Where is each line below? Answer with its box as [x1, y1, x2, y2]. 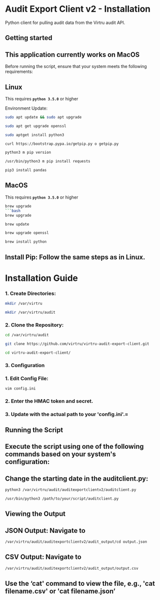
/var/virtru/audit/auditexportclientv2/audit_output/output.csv [5, 566, 139, 571]
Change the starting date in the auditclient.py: [5, 474, 148, 483]
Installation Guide [5, 273, 78, 283]
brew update [5, 222, 29, 227]
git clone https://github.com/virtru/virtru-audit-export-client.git [5, 341, 150, 346]
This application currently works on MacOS [5, 50, 140, 59]
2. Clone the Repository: [5, 322, 64, 328]
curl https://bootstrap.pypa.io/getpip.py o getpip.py [5, 141, 119, 146]
